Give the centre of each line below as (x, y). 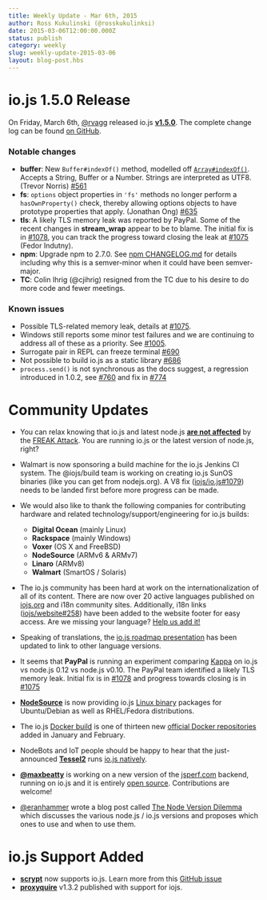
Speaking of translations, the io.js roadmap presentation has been (128, 637)
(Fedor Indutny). (46, 246)
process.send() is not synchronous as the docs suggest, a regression (134, 369)
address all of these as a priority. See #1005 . (93, 343)
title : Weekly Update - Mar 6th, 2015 (73, 16)
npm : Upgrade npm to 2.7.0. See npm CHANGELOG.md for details (128, 254)
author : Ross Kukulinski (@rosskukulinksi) (82, 23)
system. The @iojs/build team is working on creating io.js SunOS (126, 473)
